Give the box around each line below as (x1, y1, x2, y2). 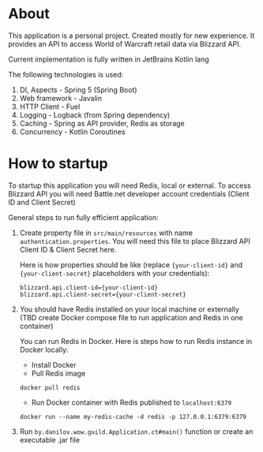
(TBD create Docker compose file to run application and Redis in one (19, 312, 243, 322)
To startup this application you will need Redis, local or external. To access (8, 181, 251, 190)
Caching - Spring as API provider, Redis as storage (19, 118, 186, 128)
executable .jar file (19, 435, 81, 444)
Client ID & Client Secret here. (19, 245, 117, 254)
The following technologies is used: (8, 69, 124, 79)
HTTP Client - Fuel (19, 102, 81, 111)
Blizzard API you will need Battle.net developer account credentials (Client (8, 189, 250, 198)
